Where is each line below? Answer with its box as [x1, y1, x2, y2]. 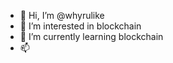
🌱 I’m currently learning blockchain [19, 31, 164, 42]
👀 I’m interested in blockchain [19, 20, 142, 32]
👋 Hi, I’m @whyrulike [19, 10, 105, 21]
